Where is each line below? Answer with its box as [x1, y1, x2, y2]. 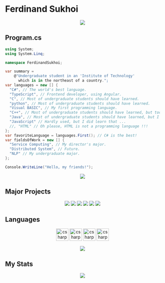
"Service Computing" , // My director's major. [9, 142, 107, 147]
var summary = [5, 69, 34, 74]
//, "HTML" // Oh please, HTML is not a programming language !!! [9, 124, 148, 129]
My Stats [5, 259, 33, 268]
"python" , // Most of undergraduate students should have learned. [9, 101, 151, 106]
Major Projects [5, 188, 51, 196]
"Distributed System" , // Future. [9, 146, 80, 152]
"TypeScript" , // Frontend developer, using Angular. [9, 92, 122, 97]
